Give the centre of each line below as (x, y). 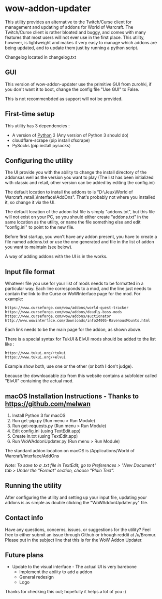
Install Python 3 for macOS (39, 415)
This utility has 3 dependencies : (37, 126)
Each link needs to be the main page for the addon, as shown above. (73, 330)
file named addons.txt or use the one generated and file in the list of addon (80, 242)
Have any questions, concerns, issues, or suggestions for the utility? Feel (78, 530)
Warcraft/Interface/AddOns (32, 456)
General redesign (37, 577)
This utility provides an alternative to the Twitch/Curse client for (68, 22)
